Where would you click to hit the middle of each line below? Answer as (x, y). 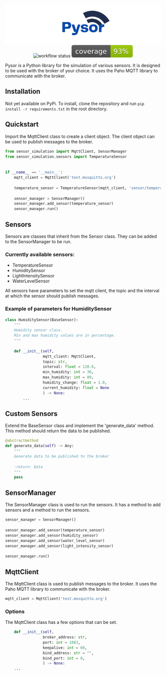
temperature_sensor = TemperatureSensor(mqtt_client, (70, 188)
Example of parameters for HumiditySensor (59, 309)
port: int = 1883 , (62, 642)
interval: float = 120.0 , (69, 367)
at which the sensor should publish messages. (52, 296)
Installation (23, 92)
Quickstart (22, 124)
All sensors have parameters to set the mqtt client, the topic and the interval (82, 291)
